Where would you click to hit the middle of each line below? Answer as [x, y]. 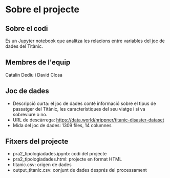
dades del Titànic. [24, 46]
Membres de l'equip [38, 63]
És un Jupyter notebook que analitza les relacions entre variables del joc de [85, 41]
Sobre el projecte [42, 10]
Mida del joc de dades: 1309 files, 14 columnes [62, 125]
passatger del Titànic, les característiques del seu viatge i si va [79, 109]
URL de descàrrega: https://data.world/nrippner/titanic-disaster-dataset [89, 120]
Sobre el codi [27, 29]
